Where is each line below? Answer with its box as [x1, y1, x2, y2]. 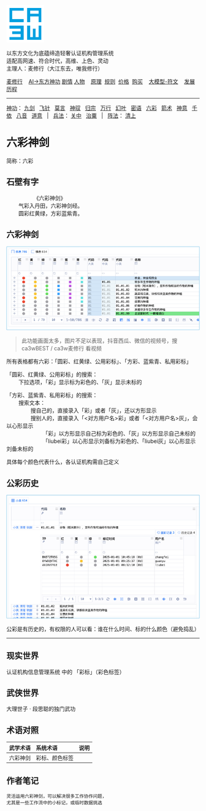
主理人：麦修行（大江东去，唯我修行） [6, 65, 103, 72]
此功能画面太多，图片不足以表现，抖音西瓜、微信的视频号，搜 [21, 337, 178, 345]
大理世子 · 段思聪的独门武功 [6, 705, 75, 713]
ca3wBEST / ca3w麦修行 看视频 [21, 345, 102, 352]
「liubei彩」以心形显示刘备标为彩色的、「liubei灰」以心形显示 [42, 437, 196, 445]
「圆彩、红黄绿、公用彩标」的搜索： [6, 371, 98, 379]
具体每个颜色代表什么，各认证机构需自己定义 [6, 458, 120, 466]
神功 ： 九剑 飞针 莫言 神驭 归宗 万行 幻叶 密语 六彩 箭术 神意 [6, 104, 188, 112]
